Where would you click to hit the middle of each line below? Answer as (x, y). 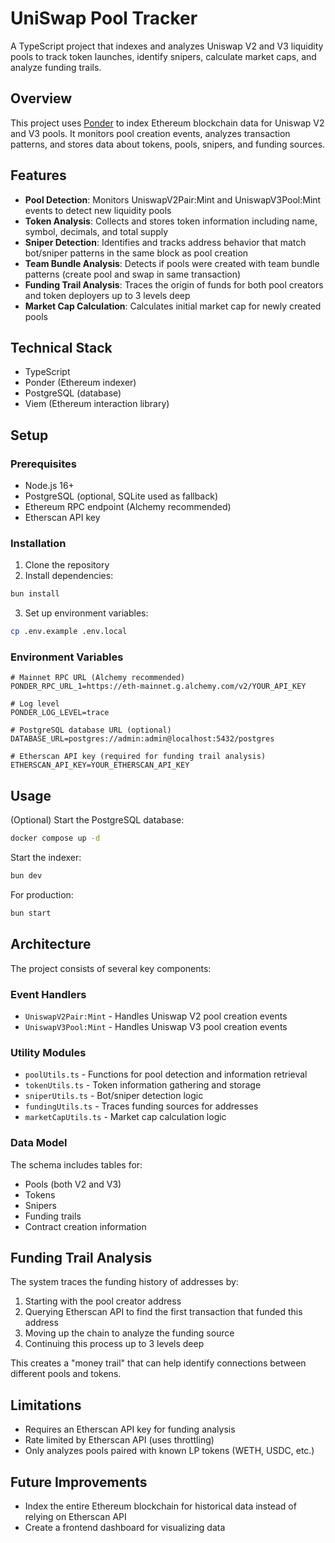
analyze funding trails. (56, 67)
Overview (41, 98)
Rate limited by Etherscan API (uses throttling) (119, 1440)
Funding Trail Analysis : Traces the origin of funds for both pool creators (174, 284)
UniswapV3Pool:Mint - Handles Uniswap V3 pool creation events (156, 1026)
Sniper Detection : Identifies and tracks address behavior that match (165, 242)
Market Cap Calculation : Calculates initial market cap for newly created (173, 306)
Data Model (39, 1143)
